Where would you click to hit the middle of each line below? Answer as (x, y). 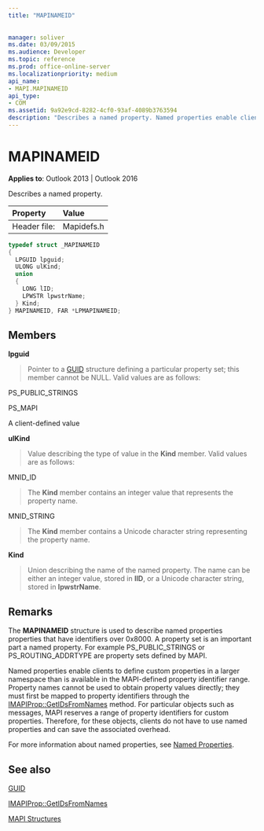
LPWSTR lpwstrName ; (54, 296)
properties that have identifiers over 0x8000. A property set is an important (130, 639)
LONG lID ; (38, 289)
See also (29, 769)
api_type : (24, 96)
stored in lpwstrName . (64, 587)
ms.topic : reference (42, 60)
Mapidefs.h (83, 226)
